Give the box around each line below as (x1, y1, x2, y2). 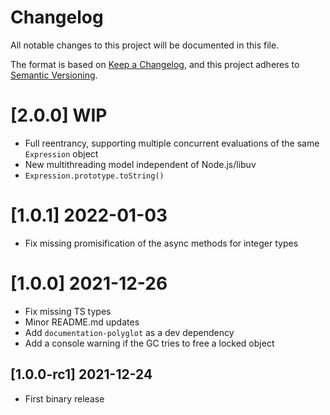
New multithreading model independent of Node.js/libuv (24, 158, 257, 170)
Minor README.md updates (24, 316, 140, 328)
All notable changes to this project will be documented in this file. (10, 39, 280, 51)
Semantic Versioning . (10, 69, 98, 81)
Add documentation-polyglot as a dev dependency (24, 326, 235, 338)
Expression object (24, 147, 99, 160)
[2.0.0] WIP (10, 104, 108, 127)
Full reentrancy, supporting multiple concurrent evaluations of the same (24, 137, 320, 149)
